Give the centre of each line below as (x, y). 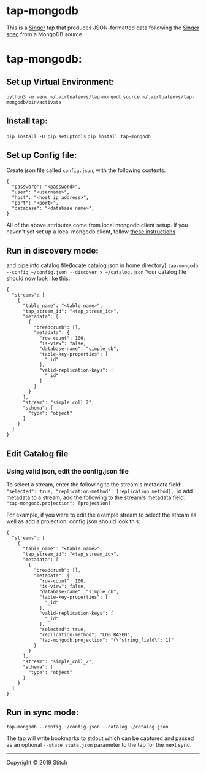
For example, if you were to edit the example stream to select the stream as (101, 515)
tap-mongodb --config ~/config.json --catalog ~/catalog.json (87, 727)
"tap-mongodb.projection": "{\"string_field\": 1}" (106, 640)
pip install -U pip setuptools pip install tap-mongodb (79, 136)
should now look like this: (38, 279)
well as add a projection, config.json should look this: (74, 521)
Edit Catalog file (37, 454)
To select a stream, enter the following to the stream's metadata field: (94, 485)
